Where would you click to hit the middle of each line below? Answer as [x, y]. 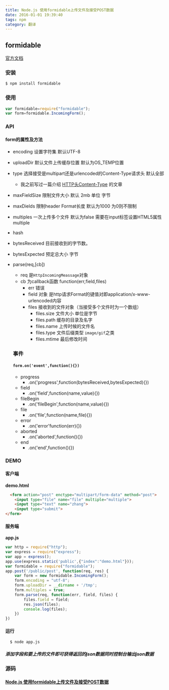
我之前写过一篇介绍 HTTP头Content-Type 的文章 [71, 185]
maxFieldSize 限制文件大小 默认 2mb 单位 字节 [62, 195]
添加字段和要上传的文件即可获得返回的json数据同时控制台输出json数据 [80, 654]
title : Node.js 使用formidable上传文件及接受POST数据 [60, 10]
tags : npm [16, 19]
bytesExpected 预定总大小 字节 [46, 254]
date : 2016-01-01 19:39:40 [34, 15]
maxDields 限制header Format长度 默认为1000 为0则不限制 [75, 206]
